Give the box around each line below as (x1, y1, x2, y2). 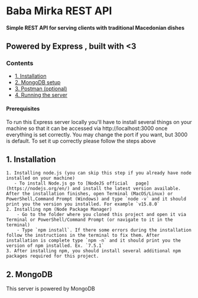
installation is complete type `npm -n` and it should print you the (6, 237, 181, 244)
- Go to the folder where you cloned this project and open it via (17, 212, 186, 218)
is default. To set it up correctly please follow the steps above (6, 137, 156, 144)
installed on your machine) (6, 175, 76, 182)
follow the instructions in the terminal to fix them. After (6, 233, 160, 239)
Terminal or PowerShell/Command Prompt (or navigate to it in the (6, 217, 173, 223)
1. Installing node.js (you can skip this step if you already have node (6, 170, 192, 176)
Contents (6, 59, 34, 68)
